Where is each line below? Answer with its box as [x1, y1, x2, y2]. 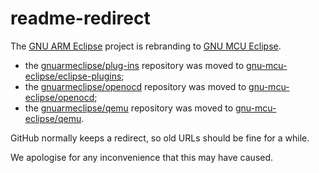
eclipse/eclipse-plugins [24, 70, 122, 82]
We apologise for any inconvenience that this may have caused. [10, 151, 274, 163]
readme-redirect [10, 7, 151, 30]
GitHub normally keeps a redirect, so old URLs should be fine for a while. [10, 132, 310, 144]
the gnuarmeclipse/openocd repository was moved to [24, 80, 247, 92]
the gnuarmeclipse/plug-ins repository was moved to [24, 59, 245, 71]
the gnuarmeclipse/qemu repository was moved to [24, 102, 234, 114]
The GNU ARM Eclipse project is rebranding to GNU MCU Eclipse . [10, 40, 282, 52]
